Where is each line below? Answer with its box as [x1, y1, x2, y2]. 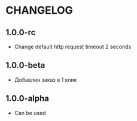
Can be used [14, 109, 46, 116]
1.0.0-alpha [5, 94, 49, 104]
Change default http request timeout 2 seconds [14, 43, 132, 50]
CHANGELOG [5, 4, 73, 17]
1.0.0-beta [5, 60, 45, 70]
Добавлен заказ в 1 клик [14, 76, 77, 83]
